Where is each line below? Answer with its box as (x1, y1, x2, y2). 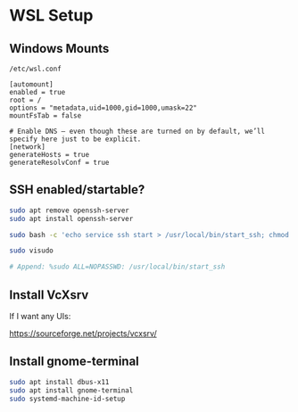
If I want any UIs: (9, 311, 71, 321)
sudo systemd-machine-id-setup (9, 394, 126, 403)
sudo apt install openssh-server (9, 214, 134, 223)
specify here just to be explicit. (9, 135, 142, 144)
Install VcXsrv (9, 287, 89, 302)
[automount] (9, 80, 54, 89)
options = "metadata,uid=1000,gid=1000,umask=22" (9, 103, 198, 112)
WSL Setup (9, 5, 94, 26)
